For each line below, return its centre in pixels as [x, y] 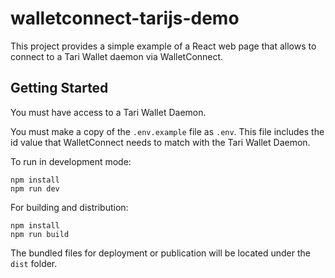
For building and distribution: [69, 207]
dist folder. [34, 263]
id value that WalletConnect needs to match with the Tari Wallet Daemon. [160, 142]
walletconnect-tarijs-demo [125, 18]
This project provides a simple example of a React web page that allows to [163, 46]
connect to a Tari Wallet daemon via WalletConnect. [117, 56]
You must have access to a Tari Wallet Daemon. [108, 112]
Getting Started [59, 88]
